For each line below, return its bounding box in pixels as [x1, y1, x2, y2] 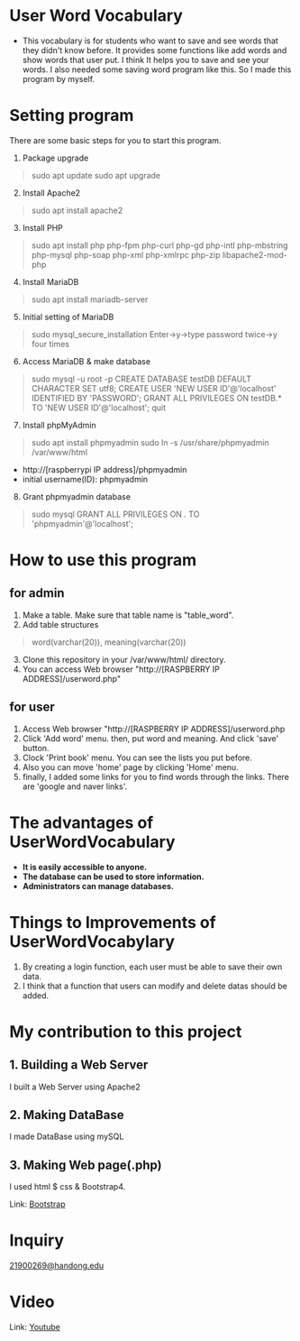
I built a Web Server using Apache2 [9, 1081, 141, 1092]
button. [22, 742, 50, 753]
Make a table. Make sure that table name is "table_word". [22, 610, 234, 620]
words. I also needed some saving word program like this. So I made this [22, 64, 292, 75]
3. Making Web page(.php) [9, 1157, 162, 1172]
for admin [9, 585, 65, 601]
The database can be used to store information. [22, 871, 205, 882]
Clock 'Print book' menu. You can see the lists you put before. [22, 752, 252, 763]
